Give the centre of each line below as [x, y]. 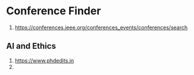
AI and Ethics [31, 46]
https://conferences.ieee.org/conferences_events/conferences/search [101, 27]
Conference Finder [54, 11]
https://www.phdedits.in [44, 60]
